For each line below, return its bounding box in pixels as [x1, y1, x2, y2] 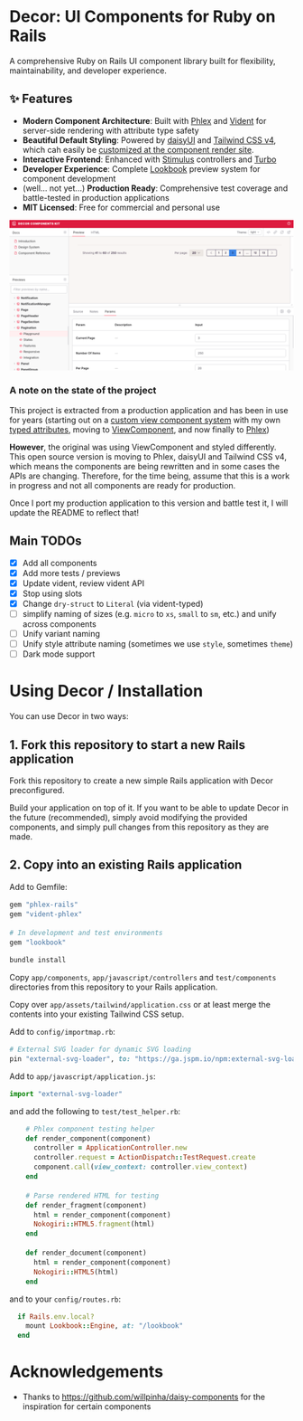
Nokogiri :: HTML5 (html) [32, 1267, 119, 1276]
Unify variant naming [22, 629, 101, 639]
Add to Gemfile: [9, 881, 68, 892]
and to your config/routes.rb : [9, 1293, 122, 1304]
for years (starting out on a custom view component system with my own [9, 414, 281, 425]
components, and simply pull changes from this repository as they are [9, 821, 269, 832]
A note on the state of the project [9, 384, 157, 397]
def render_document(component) [25, 1248, 147, 1258]
